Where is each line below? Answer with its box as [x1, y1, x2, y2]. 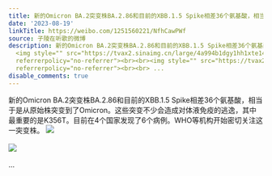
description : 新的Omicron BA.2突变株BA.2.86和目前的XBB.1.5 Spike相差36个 [8, 42, 252, 50]
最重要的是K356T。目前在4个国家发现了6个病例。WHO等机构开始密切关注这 [8, 115, 263, 125]
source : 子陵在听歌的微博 [8, 34, 87, 43]
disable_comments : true [8, 72, 89, 80]
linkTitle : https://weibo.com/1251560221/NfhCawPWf [8, 27, 186, 35]
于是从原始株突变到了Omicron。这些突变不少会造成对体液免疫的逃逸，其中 [8, 105, 257, 115]
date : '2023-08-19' [8, 19, 74, 27]
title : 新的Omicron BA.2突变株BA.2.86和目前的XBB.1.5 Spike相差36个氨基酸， [8, 11, 253, 20]
